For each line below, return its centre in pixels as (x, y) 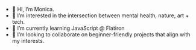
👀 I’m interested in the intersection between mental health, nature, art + (100, 15)
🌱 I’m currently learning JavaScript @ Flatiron (68, 28)
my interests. (28, 41)
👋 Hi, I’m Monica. (33, 9)
